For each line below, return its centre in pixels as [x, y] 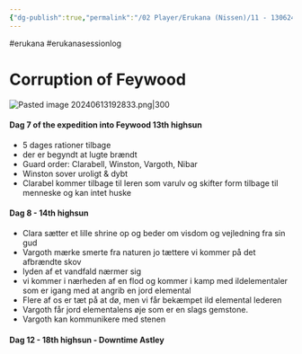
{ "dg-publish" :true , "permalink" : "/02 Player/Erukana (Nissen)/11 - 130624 [152, 18]
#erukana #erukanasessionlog [66, 43]
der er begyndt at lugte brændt [80, 155]
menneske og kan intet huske [77, 192]
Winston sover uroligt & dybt [75, 173]
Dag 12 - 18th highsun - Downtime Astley [87, 340]
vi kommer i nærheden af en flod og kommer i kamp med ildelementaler [155, 280]
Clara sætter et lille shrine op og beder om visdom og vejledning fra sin [154, 233]
